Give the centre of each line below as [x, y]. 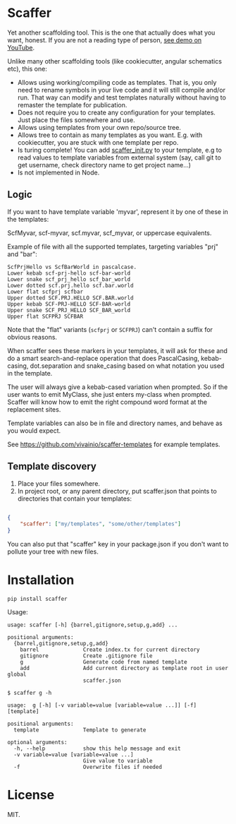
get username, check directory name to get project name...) [104, 165]
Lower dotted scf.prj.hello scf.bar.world [70, 285]
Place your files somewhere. [59, 483]
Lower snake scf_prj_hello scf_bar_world [69, 279]
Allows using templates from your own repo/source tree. [99, 127]
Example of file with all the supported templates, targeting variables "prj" [113, 246]
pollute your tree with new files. [53, 551]
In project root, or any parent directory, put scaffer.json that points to [117, 491]
